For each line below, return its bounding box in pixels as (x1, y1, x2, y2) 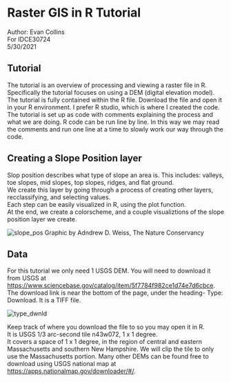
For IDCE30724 (7, 35, 51, 43)
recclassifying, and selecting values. (7, 192, 111, 201)
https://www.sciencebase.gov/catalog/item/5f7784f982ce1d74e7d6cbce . (7, 282, 216, 290)
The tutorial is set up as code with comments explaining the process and (7, 110, 214, 118)
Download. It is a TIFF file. (7, 296, 81, 304)
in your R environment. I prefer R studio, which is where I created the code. (7, 102, 220, 111)
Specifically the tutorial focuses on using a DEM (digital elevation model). (7, 88, 215, 96)
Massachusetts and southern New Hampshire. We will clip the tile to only (7, 345, 214, 354)
